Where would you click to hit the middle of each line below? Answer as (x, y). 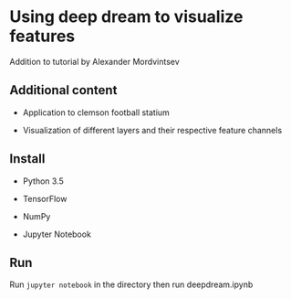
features (42, 36)
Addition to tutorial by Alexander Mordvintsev (94, 61)
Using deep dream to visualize (126, 17)
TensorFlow (45, 198)
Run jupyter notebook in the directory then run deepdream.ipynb (131, 284)
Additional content (63, 90)
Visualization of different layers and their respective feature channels (152, 130)
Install (27, 159)
